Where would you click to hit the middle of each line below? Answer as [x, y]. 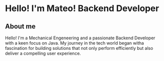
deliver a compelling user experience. [43, 53]
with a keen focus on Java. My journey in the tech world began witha [75, 43]
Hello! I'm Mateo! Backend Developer [82, 8]
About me [20, 26]
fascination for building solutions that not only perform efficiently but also [79, 48]
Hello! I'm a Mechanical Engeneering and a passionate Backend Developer [80, 38]
